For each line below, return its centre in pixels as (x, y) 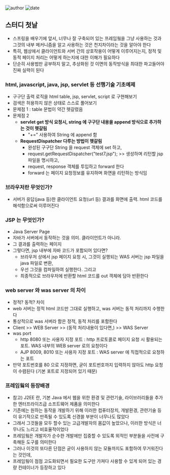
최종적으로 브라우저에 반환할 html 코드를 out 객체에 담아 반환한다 (84, 276)
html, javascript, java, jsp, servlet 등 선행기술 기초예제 (70, 84)
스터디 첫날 (22, 25)
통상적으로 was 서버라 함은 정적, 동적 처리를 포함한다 (65, 321)
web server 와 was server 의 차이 (46, 290)
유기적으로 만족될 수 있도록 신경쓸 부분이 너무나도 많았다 (74, 417)
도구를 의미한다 (41, 442)
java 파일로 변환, (37, 263)
